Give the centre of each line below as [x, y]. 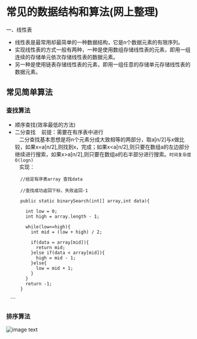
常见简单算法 [29, 92]
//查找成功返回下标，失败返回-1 [54, 191]
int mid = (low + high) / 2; [66, 232]
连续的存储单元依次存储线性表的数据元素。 [66, 57]
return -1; [39, 284]
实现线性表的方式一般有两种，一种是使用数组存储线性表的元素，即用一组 [102, 49]
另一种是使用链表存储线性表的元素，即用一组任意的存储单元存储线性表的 [102, 64]
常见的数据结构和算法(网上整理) [83, 12]
